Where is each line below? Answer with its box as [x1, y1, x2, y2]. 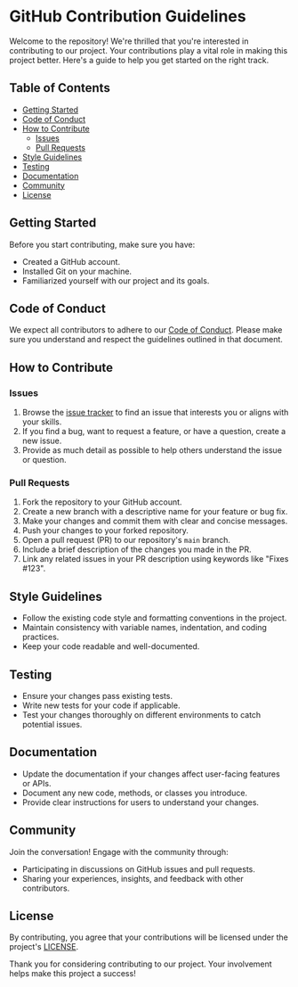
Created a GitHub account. [21, 256, 121, 267]
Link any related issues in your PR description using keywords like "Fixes [21, 554, 289, 564]
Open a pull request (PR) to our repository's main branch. [21, 535, 231, 546]
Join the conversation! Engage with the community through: [9, 846, 229, 857]
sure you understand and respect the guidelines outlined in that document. [9, 334, 283, 345]
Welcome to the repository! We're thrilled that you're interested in [9, 36, 249, 46]
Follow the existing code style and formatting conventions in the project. [21, 613, 287, 623]
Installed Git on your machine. [21, 266, 132, 276]
